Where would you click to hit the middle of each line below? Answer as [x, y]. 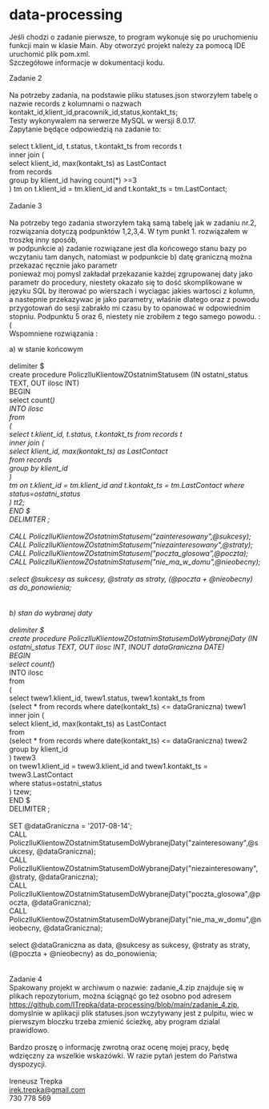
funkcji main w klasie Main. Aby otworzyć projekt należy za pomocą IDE [128, 45]
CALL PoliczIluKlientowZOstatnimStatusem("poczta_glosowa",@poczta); [129, 553]
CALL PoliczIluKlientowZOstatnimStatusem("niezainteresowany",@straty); [131, 544]
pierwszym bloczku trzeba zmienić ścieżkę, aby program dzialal [115, 1021]
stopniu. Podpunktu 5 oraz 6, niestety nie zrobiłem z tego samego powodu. [133, 316]
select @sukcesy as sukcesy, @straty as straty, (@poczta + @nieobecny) [131, 579]
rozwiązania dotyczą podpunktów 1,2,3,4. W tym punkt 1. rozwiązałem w [128, 231]
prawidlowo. [30, 1030]
